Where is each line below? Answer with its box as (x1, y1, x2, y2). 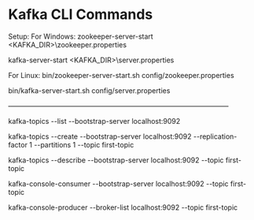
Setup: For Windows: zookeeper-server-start (8, 32, 153, 41)
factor (8, 140, 28, 149)
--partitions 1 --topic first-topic (34, 140, 134, 149)
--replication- (193, 132, 237, 141)
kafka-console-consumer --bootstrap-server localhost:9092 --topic (8, 179, 230, 188)
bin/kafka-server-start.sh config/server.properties (8, 85, 171, 95)
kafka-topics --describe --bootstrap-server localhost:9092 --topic (8, 155, 224, 165)
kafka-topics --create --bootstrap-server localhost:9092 (8, 132, 192, 141)
